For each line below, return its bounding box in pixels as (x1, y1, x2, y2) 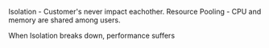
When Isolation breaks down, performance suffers (8, 31, 176, 40)
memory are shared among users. (8, 15, 121, 25)
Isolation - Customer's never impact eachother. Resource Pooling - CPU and (8, 7, 262, 16)
